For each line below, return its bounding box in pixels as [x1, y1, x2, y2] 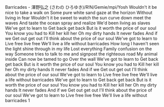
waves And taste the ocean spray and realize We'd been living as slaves [5, 20, 150, 26]
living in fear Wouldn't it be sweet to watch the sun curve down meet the [5, 15, 151, 20]
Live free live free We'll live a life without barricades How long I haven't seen [5, 41, 160, 46]
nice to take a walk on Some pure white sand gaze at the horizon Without [5, 10, 153, 16]
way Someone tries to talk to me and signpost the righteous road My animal [5, 51, 158, 57]
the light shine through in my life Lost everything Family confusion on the [5, 46, 152, 52]
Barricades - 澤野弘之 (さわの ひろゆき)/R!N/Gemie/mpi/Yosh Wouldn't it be [5, 4, 158, 10]
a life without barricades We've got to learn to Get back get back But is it [5, 77, 152, 83]
